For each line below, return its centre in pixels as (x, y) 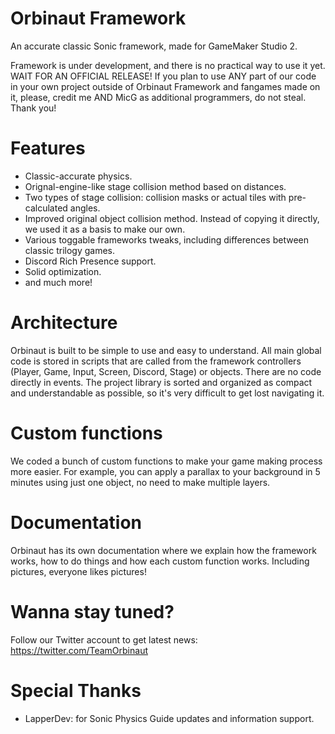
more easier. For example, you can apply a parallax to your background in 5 (165, 471)
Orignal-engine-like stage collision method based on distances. (155, 186)
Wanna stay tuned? (92, 611)
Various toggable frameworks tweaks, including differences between (167, 239)
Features (48, 148)
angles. (85, 208)
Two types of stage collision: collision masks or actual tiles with (155, 197)
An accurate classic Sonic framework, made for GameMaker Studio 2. (154, 46)
